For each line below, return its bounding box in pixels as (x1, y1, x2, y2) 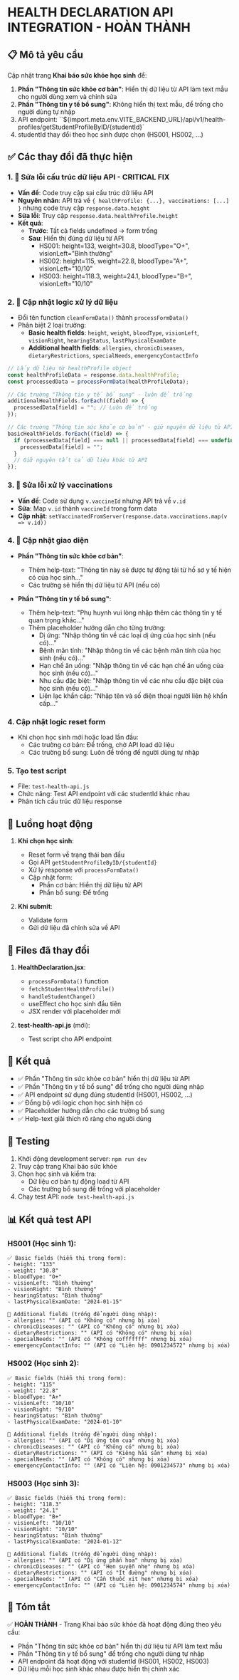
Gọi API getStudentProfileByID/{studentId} (28, 858, 158, 867)
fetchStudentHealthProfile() (28, 986, 115, 993)
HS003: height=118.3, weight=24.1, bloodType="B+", (38, 271, 193, 280)
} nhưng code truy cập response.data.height (17, 204, 150, 212)
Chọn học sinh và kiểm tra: (17, 1169, 97, 1178)
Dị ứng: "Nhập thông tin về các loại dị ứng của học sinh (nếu (38, 631, 216, 640)
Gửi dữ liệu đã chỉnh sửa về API (28, 924, 120, 932)
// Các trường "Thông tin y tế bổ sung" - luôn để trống (7, 391, 193, 398)
